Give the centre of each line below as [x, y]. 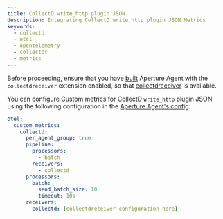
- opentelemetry [37, 46]
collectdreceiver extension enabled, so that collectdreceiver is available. [112, 85]
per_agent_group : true [58, 138]
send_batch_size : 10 [68, 190]
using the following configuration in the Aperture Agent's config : [99, 106]
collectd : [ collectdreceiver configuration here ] [105, 209]
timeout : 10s [57, 196]
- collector [31, 53]
